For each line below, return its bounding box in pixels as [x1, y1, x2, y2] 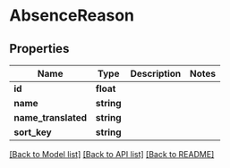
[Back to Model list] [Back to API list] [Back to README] [9, 149, 215, 159]
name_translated [13, 112, 88, 123]
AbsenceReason [9, 5, 135, 26]
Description [130, 68, 182, 80]
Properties [9, 41, 70, 56]
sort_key [13, 126, 52, 139]
